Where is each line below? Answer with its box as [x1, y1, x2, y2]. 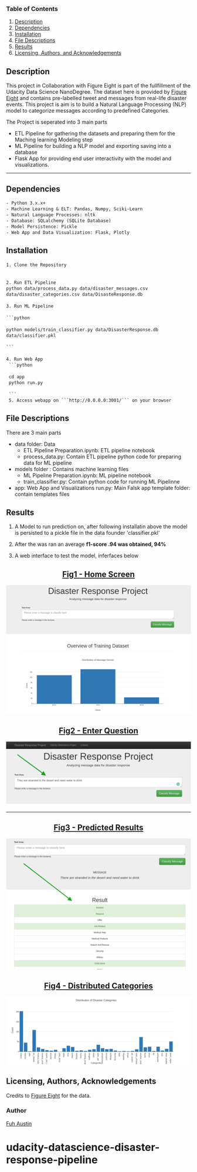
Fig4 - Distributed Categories [43, 981, 154, 991]
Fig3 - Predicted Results [53, 823, 144, 833]
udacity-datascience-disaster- [6, 1141, 160, 1154]
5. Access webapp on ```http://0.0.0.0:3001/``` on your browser [8, 397, 172, 403]
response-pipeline [6, 1153, 98, 1167]
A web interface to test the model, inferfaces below [14, 552, 139, 559]
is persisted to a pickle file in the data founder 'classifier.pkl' [14, 529, 160, 537]
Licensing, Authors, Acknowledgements [6, 1077, 157, 1087]
